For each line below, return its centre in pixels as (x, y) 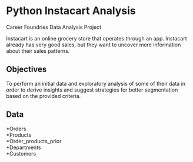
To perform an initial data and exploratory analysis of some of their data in (96, 83)
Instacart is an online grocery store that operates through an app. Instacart (96, 38)
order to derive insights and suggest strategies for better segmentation (92, 90)
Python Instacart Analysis (71, 11)
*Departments (24, 147)
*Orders (16, 129)
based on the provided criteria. (44, 96)
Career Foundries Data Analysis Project (54, 27)
